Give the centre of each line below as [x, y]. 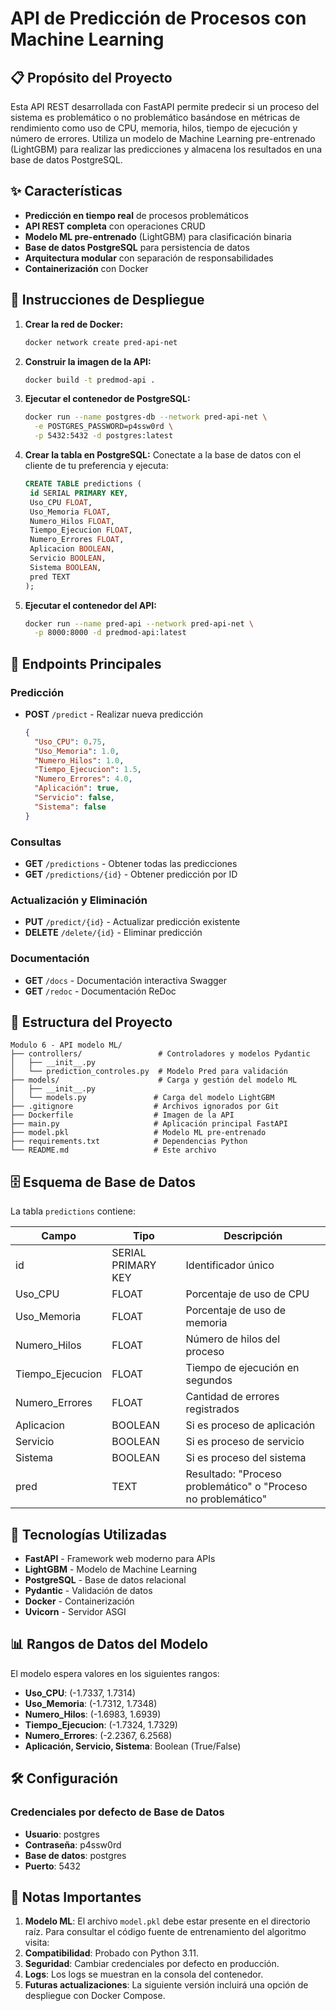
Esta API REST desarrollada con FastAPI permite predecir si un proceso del [165, 106]
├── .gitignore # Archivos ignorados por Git [145, 1107]
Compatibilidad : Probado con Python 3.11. [111, 1953]
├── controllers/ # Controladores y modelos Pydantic [160, 1054]
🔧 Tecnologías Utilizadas [88, 1534]
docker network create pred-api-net [101, 342]
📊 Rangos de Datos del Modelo [109, 1644]
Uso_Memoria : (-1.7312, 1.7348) [91, 1703]
